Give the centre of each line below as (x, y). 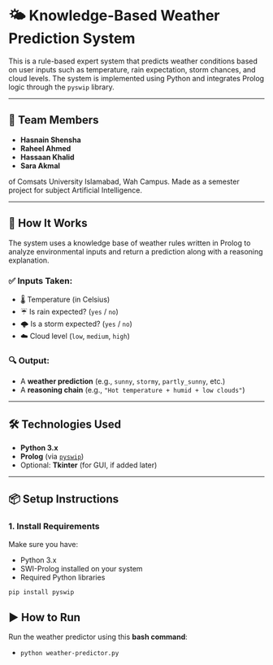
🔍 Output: (29, 360)
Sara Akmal (40, 165)
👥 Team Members (54, 120)
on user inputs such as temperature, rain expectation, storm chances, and (132, 69)
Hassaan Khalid (47, 157)
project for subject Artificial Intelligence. (76, 190)
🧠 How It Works (48, 223)
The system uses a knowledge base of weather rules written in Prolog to (130, 243)
